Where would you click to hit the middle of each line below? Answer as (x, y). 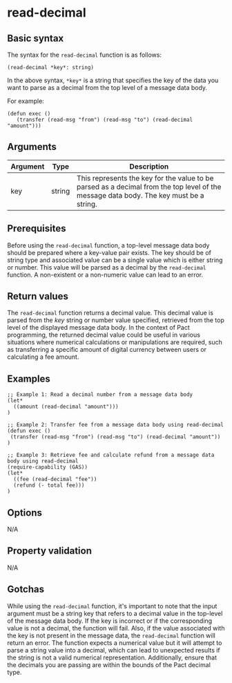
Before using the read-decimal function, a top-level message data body (108, 245)
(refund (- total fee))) (49, 485)
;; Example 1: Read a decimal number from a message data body (100, 395)
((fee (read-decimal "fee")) (55, 479)
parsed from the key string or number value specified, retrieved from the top (116, 320)
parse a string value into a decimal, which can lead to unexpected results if (114, 650)
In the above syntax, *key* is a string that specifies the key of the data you (113, 80)
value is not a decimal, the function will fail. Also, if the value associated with (116, 628)
